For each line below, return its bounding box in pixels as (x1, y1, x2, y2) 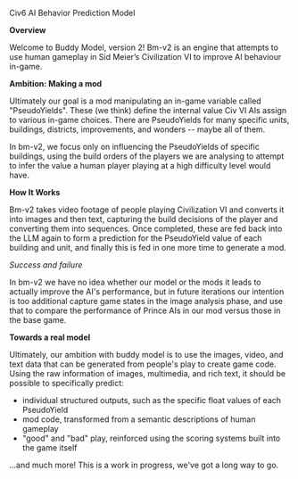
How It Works (9, 187, 61, 197)
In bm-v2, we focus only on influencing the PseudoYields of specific (9, 142, 261, 152)
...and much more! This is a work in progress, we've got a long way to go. (9, 459, 279, 470)
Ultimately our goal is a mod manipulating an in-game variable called (9, 95, 261, 106)
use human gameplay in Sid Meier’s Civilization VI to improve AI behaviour (9, 52, 282, 62)
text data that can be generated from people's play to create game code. (9, 359, 277, 369)
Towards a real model (9, 332, 91, 343)
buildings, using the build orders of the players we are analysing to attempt (9, 151, 285, 161)
